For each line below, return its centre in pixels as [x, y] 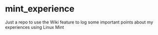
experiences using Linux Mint [35, 27]
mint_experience [40, 9]
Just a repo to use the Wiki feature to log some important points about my [79, 22]
